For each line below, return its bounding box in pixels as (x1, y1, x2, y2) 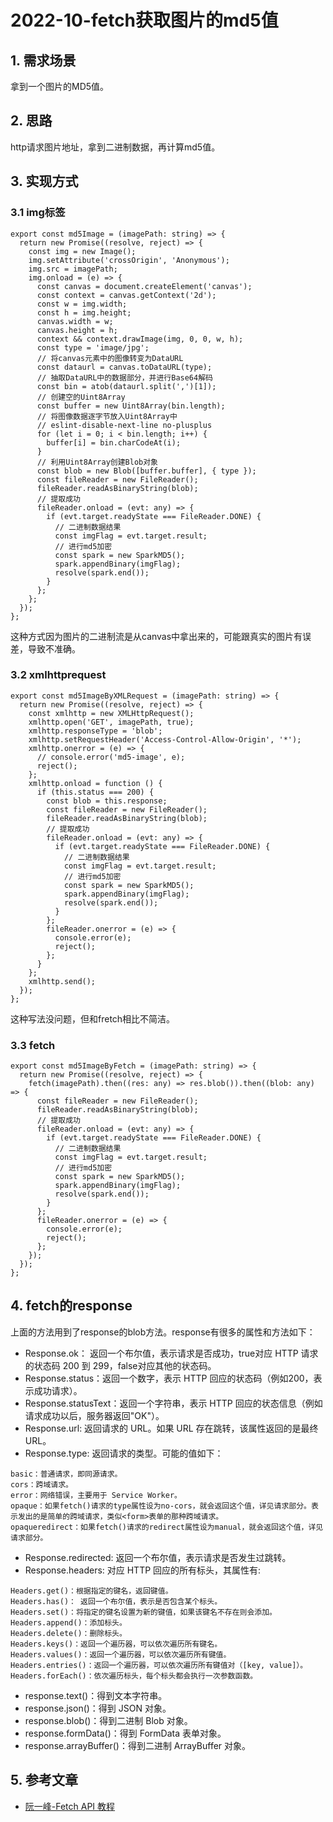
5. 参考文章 (10, 1772, 78, 1789)
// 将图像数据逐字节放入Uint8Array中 (36, 411, 178, 421)
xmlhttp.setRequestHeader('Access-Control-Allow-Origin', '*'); (28, 734, 302, 745)
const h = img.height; (36, 307, 132, 318)
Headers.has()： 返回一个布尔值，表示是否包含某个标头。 (10, 1596, 223, 1606)
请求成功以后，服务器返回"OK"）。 (24, 1409, 165, 1421)
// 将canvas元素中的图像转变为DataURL (36, 353, 184, 363)
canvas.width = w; (36, 316, 114, 326)
